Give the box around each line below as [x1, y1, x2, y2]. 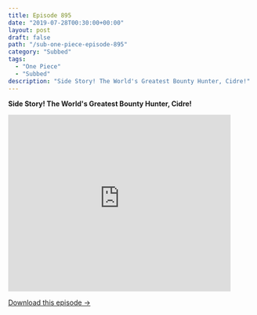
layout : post [8, 26, 51, 34]
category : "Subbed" [8, 48, 72, 56]
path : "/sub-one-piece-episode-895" [8, 41, 128, 49]
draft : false [8, 33, 51, 42]
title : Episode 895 [8, 11, 72, 20]
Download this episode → [8, 298, 91, 307]
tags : [8, 56, 26, 64]
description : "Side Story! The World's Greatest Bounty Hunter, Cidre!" [8, 77, 251, 85]
